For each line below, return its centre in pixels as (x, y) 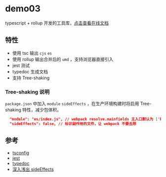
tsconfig (21, 153)
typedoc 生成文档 (30, 71)
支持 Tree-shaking (31, 78)
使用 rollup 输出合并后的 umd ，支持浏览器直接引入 (63, 59)
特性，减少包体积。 (42, 110)
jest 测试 (21, 65)
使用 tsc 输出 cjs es (32, 53)
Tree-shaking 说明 (27, 92)
